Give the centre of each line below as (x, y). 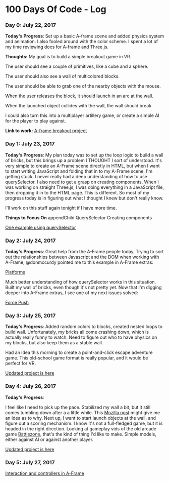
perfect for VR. (21, 364)
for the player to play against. (36, 121)
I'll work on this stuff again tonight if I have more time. (61, 208)
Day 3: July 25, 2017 (31, 316)
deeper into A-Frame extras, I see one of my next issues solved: (72, 293)
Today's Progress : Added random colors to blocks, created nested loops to (84, 327)
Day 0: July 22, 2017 (31, 25)
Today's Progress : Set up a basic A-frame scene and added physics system (85, 36)
